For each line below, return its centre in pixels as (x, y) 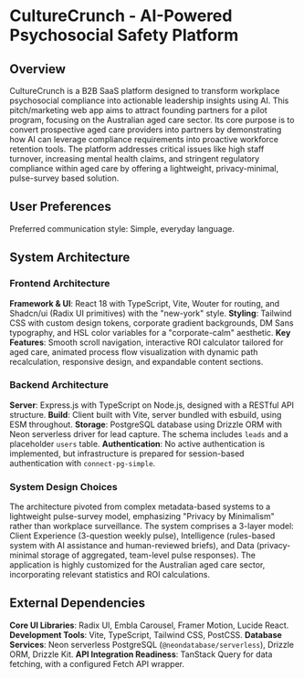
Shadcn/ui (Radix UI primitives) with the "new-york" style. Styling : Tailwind (151, 313)
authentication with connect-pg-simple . (83, 463)
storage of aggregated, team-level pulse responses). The (148, 555)
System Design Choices (63, 486)
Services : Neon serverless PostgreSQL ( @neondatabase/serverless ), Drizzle (152, 644)
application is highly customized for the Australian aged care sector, (137, 565)
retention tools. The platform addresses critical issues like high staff (137, 149)
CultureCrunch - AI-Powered (121, 16)
